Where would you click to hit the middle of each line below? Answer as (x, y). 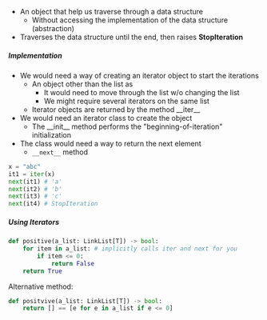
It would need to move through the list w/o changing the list (141, 92)
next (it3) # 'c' (35, 196)
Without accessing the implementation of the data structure (130, 20)
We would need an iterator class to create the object (106, 118)
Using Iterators (34, 222)
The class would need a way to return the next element (110, 143)
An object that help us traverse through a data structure (112, 12)
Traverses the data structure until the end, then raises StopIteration (132, 37)
